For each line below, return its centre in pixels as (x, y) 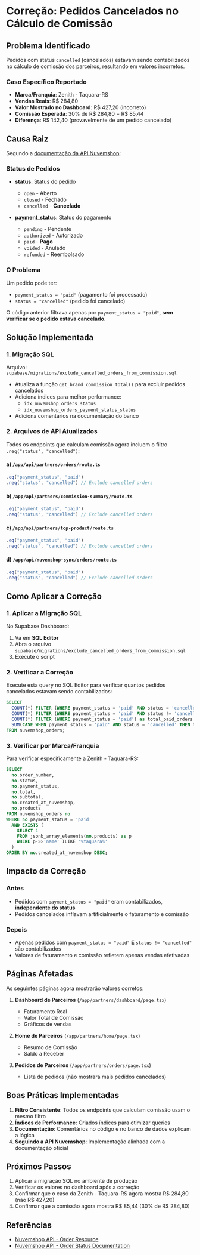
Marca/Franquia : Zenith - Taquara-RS (61, 95)
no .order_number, (33, 775)
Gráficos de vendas (48, 1024)
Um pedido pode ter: (32, 283)
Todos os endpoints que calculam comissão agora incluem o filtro (87, 444)
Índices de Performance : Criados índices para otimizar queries (93, 1123)
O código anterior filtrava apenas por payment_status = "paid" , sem (90, 312)
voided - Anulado (45, 248)
